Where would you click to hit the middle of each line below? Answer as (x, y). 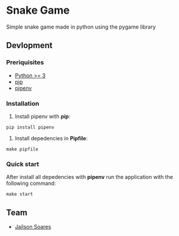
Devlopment (29, 45)
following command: (31, 183)
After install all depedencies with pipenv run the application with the (90, 177)
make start (20, 194)
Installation (23, 103)
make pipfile (22, 149)
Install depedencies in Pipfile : (51, 138)
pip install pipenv (30, 127)
